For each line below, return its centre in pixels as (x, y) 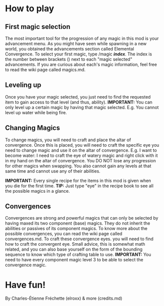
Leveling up (23, 85)
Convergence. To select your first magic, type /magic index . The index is (79, 54)
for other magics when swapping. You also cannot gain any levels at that (78, 166)
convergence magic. (26, 265)
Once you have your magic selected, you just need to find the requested (78, 97)
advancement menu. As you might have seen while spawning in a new (76, 44)
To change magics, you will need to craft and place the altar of (68, 140)
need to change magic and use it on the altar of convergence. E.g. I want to (81, 150)
